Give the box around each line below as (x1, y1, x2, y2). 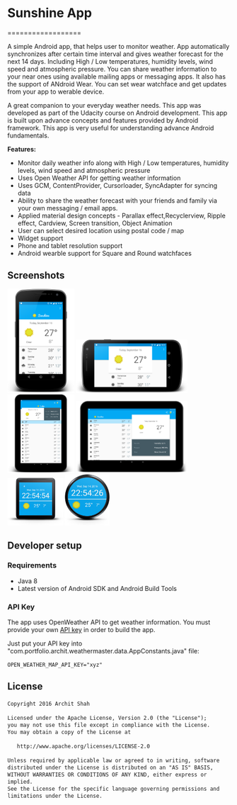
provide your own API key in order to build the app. (7, 626, 156, 634)
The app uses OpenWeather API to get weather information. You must (7, 618, 211, 626)
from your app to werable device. (7, 87, 105, 96)
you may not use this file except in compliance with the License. (7, 721, 211, 728)
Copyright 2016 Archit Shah (7, 700, 91, 707)
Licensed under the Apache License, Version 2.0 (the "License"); (7, 714, 207, 721)
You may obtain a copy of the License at (7, 728, 132, 736)
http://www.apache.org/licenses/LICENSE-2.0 (16, 743, 151, 750)
